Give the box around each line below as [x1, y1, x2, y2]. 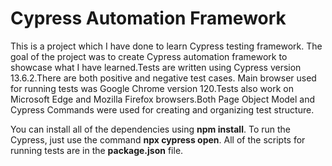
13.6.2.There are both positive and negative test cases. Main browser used [10, 72, 317, 84]
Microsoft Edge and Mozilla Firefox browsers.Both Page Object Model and [10, 93, 316, 105]
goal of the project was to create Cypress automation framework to [10, 50, 288, 62]
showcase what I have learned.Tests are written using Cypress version [10, 61, 302, 73]
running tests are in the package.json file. [10, 144, 184, 156]
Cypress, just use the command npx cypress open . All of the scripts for [10, 133, 306, 146]
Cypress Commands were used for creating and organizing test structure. [10, 103, 315, 116]
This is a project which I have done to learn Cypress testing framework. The [10, 40, 323, 52]
